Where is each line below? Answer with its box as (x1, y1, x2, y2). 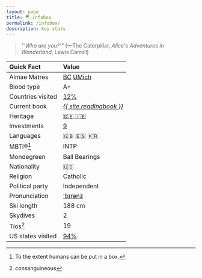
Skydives (9, 211, 35, 220)
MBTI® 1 (9, 141, 31, 151)
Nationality (9, 162, 40, 170)
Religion (9, 172, 32, 181)
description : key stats (6, 25, 66, 32)
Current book (9, 102, 47, 111)
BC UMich (63, 73, 92, 81)
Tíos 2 (9, 221, 25, 230)
